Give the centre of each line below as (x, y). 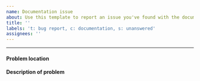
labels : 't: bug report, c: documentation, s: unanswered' (81, 28)
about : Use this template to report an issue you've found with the (93, 17)
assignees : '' (24, 34)
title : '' (18, 23)
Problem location (28, 58)
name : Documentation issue (40, 12)
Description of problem (35, 72)
